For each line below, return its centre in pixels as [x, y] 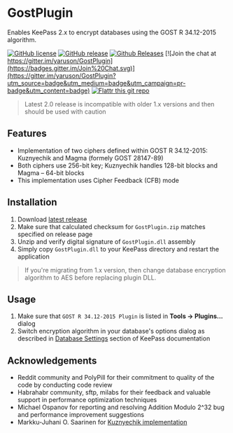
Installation [32, 202]
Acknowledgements [52, 360]
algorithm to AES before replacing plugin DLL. [90, 277]
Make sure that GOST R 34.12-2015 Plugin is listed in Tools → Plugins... [120, 316]
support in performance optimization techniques [87, 400]
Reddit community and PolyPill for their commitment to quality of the [116, 378]
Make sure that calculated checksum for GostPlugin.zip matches [111, 226]
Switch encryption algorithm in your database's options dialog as [111, 331]
